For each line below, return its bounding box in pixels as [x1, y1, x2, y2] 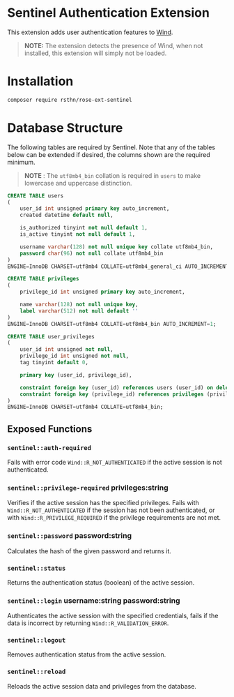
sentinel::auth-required [7, 444, 92, 451]
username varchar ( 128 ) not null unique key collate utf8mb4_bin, [19, 243, 214, 250]
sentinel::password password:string [7, 531, 132, 541]
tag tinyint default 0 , [19, 359, 89, 366]
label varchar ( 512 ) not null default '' [19, 307, 139, 315]
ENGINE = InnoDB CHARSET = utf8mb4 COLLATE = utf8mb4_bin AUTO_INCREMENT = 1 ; [7, 320, 217, 327]
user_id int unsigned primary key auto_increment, [19, 205, 170, 212]
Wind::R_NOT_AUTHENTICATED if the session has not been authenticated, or [7, 506, 215, 514]
